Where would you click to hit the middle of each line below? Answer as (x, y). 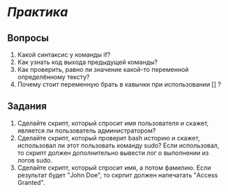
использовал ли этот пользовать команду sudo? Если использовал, (118, 145)
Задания (27, 106)
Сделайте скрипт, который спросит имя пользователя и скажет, (113, 123)
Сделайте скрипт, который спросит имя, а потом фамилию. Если (114, 168)
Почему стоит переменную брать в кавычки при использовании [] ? (119, 84)
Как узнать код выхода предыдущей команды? (88, 62)
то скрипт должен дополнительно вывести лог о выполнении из (113, 153)
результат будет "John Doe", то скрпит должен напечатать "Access (117, 175)
